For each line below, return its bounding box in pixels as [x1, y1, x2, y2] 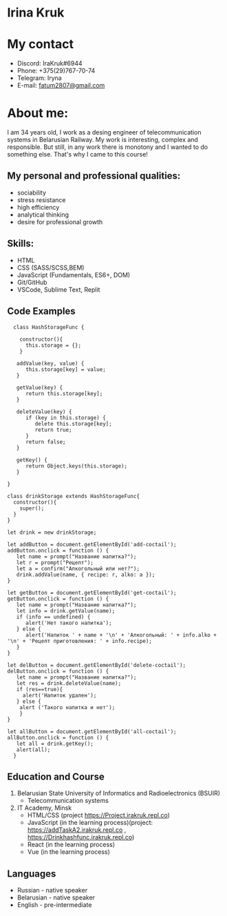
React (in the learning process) [27, 840, 116, 849]
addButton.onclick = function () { [7, 547, 109, 554]
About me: [7, 106, 69, 121]
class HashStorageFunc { [13, 323, 85, 330]
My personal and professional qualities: [7, 170, 181, 182]
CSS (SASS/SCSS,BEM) [17, 263, 85, 272]
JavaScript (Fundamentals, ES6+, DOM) [17, 270, 131, 279]
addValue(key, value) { [16, 360, 85, 367]
